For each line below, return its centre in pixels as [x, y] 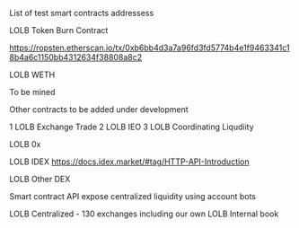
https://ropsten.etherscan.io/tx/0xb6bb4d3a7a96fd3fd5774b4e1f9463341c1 [149, 48]
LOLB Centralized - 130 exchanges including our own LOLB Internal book [144, 214]
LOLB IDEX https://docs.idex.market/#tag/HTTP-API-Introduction [129, 162]
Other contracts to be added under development [99, 110]
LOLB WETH [32, 75]
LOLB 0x [25, 144]
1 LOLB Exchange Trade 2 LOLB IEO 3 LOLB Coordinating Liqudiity [132, 127]
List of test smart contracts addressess [82, 13]
